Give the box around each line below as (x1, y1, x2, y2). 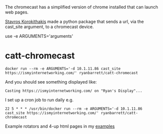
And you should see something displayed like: (5, 79, 97, 84)
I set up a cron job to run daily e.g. (5, 97, 74, 102)
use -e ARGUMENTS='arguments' (5, 33, 73, 39)
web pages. (5, 9, 29, 15)
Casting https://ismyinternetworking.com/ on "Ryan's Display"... (5, 88, 143, 93)
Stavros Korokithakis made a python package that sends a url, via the (5, 19, 144, 24)
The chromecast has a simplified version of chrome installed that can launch (5, 4, 158, 10)
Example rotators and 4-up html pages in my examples (5, 123, 115, 129)
